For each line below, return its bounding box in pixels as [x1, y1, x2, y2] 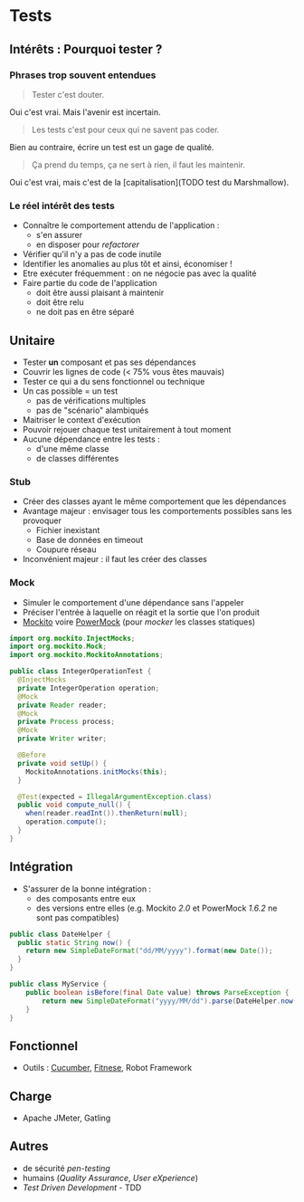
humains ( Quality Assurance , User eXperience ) [22, 1172, 199, 1183]
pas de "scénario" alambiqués [35, 405, 149, 415]
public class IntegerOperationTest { [9, 667, 152, 676]
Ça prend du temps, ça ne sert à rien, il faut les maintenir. [31, 159, 246, 170]
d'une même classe [35, 443, 109, 453]
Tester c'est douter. [31, 89, 105, 100]
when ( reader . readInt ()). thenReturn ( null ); [25, 809, 188, 818]
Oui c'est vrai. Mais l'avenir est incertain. [9, 106, 161, 118]
